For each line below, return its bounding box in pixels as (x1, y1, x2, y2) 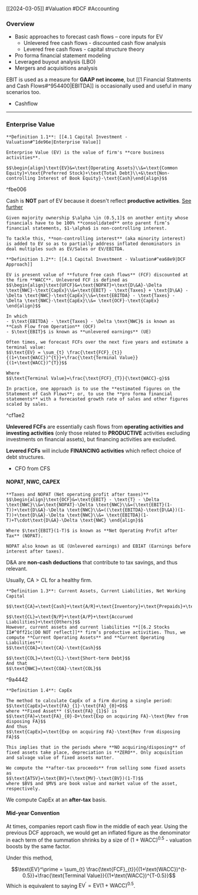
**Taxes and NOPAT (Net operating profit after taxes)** (6, 491, 149, 497)
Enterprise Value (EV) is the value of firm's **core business (6, 149, 165, 156)
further (6, 203, 24, 211)
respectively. (6, 786, 41, 791)
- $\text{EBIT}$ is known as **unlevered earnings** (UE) (6, 328, 151, 335)
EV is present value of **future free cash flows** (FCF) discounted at (6, 272, 189, 277)
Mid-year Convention (6, 810, 60, 817)
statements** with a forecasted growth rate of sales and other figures (6, 396, 189, 402)
